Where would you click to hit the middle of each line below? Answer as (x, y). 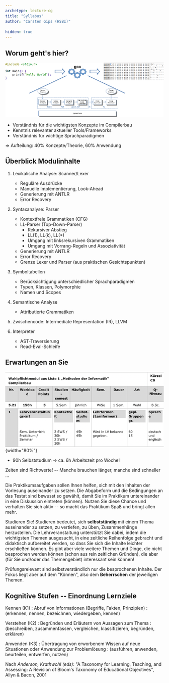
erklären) (15, 633)
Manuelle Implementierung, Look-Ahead (62, 188)
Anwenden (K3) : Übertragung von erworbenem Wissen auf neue (73, 644)
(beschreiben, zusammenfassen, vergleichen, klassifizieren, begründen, (80, 628)
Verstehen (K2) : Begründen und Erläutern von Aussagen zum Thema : (78, 623)
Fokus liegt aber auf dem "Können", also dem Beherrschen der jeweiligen (82, 575)
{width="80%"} (21, 451)
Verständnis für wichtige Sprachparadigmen (58, 135)
